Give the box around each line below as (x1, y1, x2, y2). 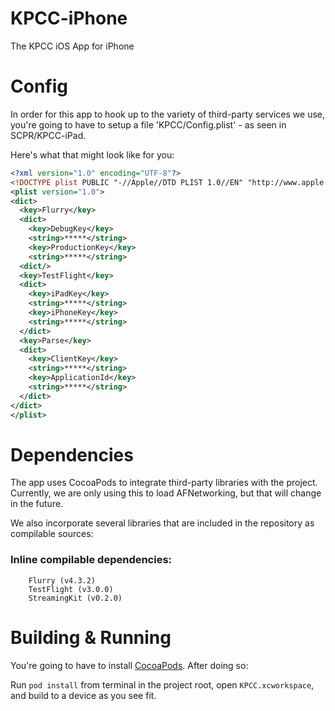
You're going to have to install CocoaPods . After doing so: (10, 659, 249, 671)
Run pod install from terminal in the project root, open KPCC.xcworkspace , (10, 678, 315, 691)
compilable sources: (10, 528, 94, 540)
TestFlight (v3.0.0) (28, 584, 114, 594)
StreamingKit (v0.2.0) (28, 593, 123, 603)
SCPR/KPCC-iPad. (10, 129, 87, 141)
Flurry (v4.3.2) (28, 575, 97, 586)
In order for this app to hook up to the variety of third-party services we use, (10, 108, 325, 120)
